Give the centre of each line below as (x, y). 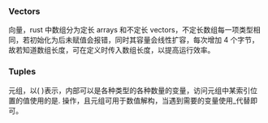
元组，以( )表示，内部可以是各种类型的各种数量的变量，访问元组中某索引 (130, 90)
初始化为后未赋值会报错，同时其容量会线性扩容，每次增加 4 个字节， (144, 40)
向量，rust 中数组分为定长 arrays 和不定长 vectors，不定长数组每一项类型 (131, 30)
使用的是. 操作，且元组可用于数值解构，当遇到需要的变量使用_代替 (140, 100)
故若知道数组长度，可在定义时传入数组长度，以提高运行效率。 (112, 50)
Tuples (22, 72)
